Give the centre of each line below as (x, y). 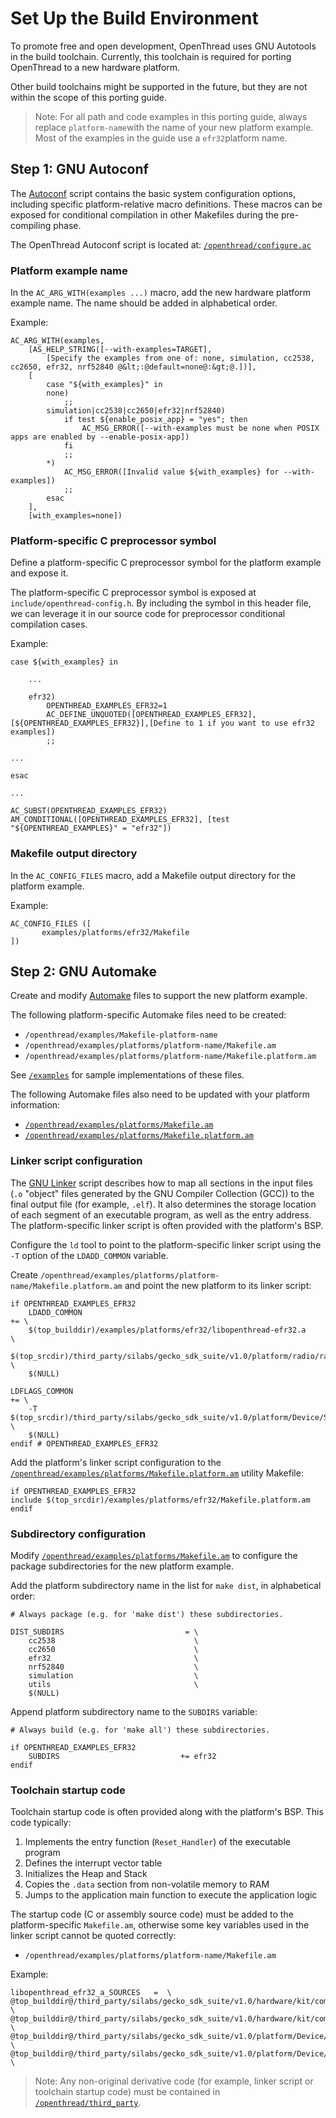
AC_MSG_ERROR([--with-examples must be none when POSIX (200, 428)
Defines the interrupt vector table (93, 1863)
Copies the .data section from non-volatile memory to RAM (147, 1884)
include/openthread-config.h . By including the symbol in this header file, (161, 603)
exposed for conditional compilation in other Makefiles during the (144, 214)
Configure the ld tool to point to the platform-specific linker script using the (166, 1244)
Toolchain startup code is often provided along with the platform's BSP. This (167, 1812)
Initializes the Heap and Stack (86, 1874)
